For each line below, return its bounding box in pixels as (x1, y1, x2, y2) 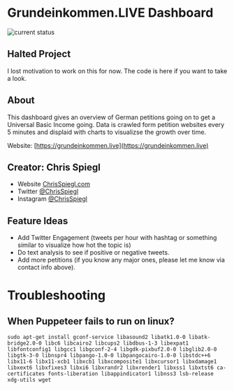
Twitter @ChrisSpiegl (17, 187, 79, 196)
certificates (7, 370, 45, 377)
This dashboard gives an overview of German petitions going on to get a (7, 113, 215, 121)
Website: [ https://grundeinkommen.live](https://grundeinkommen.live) (7, 141, 209, 149)
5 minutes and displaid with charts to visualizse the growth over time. (7, 128, 207, 136)
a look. (7, 74, 27, 82)
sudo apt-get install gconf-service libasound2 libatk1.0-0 (7, 333, 187, 341)
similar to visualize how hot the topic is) (17, 241, 131, 249)
